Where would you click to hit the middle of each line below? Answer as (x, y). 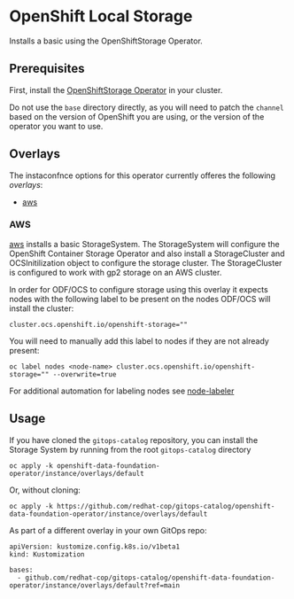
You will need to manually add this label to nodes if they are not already (139, 341)
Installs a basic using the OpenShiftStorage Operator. (106, 41)
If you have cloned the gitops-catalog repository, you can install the (134, 440)
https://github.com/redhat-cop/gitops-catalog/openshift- (166, 506)
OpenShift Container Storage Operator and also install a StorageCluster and (147, 253)
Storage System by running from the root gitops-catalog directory (130, 449)
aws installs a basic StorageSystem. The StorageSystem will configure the (145, 244)
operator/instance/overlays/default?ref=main (94, 585)
